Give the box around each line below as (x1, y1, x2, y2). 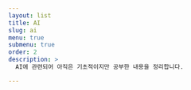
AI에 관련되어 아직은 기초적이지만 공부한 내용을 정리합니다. (15, 63, 185, 71)
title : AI (8, 19, 41, 27)
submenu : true (8, 41, 56, 49)
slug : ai (8, 26, 37, 34)
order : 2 (8, 48, 37, 56)
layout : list (8, 11, 52, 20)
